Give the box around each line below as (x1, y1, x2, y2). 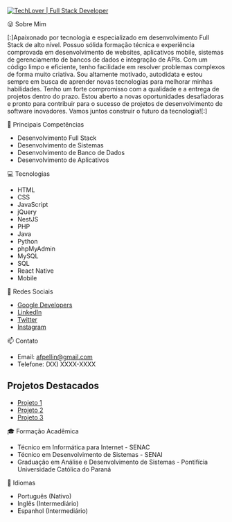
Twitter (17, 316, 38, 323)
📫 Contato (7, 336, 39, 345)
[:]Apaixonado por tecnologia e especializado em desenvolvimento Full (7, 33, 210, 42)
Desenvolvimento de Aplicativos (17, 156, 109, 164)
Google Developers (17, 301, 73, 309)
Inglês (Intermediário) (17, 499, 79, 507)
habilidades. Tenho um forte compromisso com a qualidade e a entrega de (7, 85, 220, 93)
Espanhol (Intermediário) (17, 506, 89, 515)
